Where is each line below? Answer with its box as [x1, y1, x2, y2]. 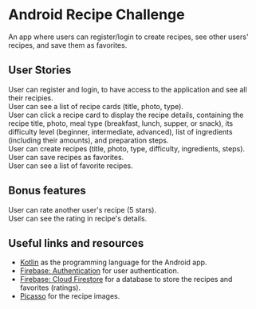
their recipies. [8, 93, 53, 103]
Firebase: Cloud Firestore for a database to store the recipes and [19, 275, 233, 284]
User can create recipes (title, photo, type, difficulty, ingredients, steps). [8, 143, 246, 153]
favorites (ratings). [19, 283, 81, 292]
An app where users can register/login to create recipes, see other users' [8, 32, 249, 41]
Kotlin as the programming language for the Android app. [19, 257, 207, 268]
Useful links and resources [8, 237, 144, 250]
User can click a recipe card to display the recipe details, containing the [8, 110, 244, 119]
